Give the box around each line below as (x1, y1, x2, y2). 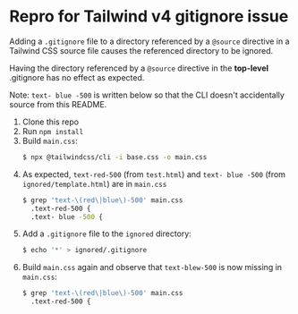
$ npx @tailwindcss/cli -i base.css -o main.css (21, 152, 208, 162)
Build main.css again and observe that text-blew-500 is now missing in (21, 262, 283, 273)
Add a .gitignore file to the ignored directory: (21, 228, 192, 239)
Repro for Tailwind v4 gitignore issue (9, 6, 289, 27)
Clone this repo (21, 116, 79, 127)
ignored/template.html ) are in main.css (21, 178, 167, 189)
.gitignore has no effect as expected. (9, 72, 145, 82)
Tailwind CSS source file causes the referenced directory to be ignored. (9, 45, 274, 55)
